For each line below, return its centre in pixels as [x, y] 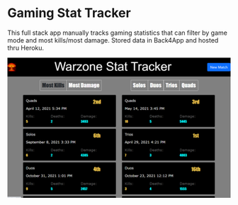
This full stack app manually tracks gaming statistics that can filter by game [118, 33]
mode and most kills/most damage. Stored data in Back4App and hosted [113, 40]
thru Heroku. [26, 48]
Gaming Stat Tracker [69, 13]
